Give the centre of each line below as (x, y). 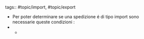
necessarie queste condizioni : (44, 22)
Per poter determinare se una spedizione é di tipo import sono (76, 17)
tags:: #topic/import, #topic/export (40, 7)
